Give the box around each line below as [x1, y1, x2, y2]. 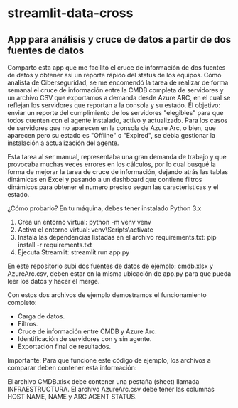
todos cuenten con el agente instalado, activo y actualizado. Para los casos [7, 116, 228, 124]
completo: [7, 299, 37, 306]
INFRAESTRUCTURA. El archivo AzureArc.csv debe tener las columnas [7, 385, 215, 393]
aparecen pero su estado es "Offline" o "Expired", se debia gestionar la [7, 131, 215, 139]
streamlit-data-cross [7, 5, 134, 21]
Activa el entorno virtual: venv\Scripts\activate [17, 225, 154, 234]
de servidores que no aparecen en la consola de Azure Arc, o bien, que [7, 124, 217, 132]
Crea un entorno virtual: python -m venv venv [17, 218, 151, 226]
